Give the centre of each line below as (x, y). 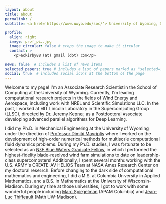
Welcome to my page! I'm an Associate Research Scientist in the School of (81, 87)
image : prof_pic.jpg (31, 42)
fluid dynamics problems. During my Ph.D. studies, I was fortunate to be (78, 144)
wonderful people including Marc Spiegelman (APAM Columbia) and (75, 192)
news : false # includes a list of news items (54, 64)
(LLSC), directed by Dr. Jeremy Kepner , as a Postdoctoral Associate (74, 114)
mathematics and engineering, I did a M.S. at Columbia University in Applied (83, 176)
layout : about (20, 10)
